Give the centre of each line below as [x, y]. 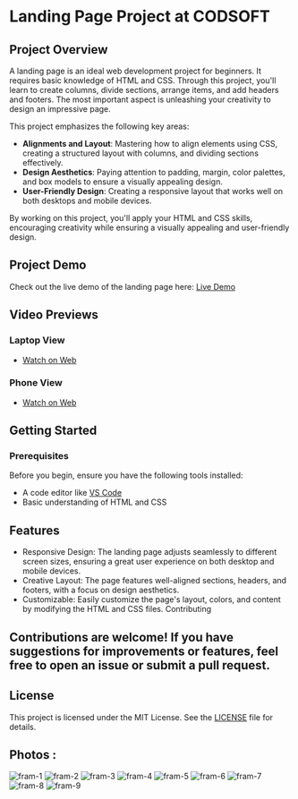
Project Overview [59, 50]
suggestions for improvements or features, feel [144, 651]
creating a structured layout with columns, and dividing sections [140, 153]
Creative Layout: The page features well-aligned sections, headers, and [154, 581]
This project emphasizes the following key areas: [99, 126]
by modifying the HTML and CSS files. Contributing [117, 609]
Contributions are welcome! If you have [122, 637]
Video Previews [54, 315]
